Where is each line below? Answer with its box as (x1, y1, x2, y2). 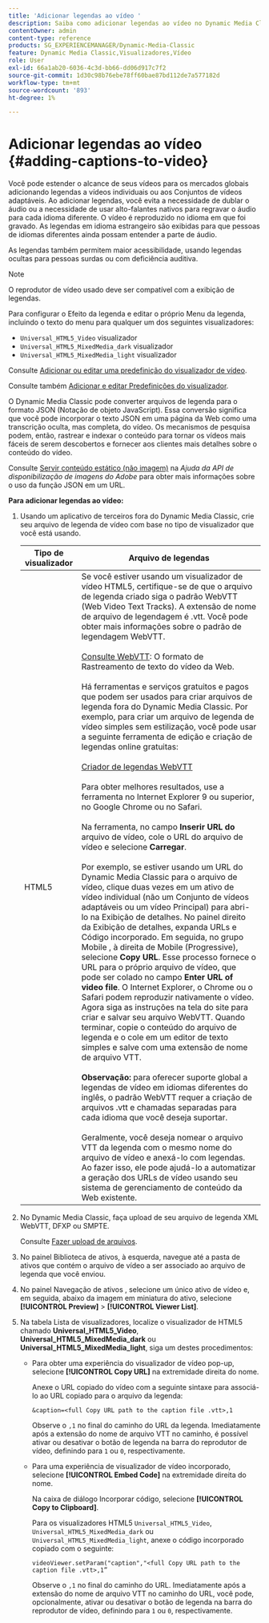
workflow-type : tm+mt (8, 79, 81, 87)
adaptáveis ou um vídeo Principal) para (81, 902, 229, 913)
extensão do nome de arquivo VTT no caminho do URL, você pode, (31, 1589, 255, 1599)
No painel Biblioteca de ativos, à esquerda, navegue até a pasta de (19, 1252, 240, 1262)
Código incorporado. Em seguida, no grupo (81, 931, 244, 943)
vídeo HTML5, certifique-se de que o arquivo (81, 581, 253, 592)
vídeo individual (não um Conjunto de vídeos (81, 891, 250, 902)
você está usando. (19, 528, 82, 538)
